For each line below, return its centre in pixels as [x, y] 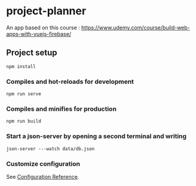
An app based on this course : [43, 28]
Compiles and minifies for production [61, 109]
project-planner [46, 11]
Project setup [32, 53]
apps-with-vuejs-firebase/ [39, 33]
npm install [21, 66]
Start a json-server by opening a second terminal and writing [97, 136]
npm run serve [24, 94]
